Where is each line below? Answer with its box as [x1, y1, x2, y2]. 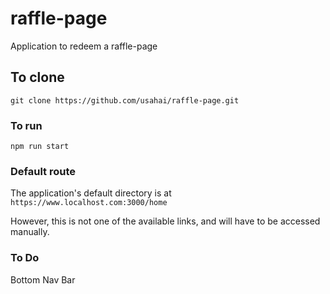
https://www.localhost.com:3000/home [10, 198, 168, 208]
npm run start [10, 142, 70, 152]
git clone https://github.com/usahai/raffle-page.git [10, 95, 240, 106]
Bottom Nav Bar [10, 273, 76, 286]
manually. [10, 226, 50, 238]
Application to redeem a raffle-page [10, 40, 158, 52]
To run [10, 118, 43, 132]
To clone [10, 69, 65, 86]
